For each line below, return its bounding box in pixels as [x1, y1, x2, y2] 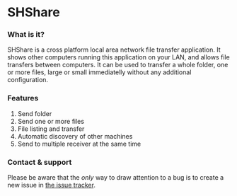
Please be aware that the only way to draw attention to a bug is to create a [7, 173, 224, 182]
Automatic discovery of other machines [17, 132, 133, 140]
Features [7, 93, 39, 103]
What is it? [7, 30, 45, 40]
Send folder [17, 109, 52, 117]
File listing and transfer [17, 125, 85, 133]
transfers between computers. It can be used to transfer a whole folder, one [7, 61, 229, 69]
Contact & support [7, 157, 72, 167]
